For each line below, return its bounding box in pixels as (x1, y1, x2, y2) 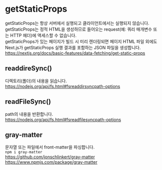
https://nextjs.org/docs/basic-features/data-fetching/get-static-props (5, 50, 145, 56)
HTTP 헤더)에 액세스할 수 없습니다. (10, 32, 77, 38)
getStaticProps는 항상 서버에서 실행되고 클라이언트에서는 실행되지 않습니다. (5, 20, 150, 26)
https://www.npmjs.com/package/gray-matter (5, 159, 98, 165)
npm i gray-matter (5, 150, 42, 155)
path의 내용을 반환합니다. (5, 111, 54, 117)
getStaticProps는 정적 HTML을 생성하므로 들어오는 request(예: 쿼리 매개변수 (5, 26, 152, 32)
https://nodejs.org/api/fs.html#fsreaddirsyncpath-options (5, 83, 121, 89)
